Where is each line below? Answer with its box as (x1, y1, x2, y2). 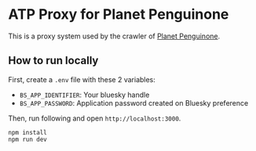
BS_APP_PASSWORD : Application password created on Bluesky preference (19, 98, 249, 107)
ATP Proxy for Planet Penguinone (8, 5, 229, 23)
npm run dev (8, 135, 47, 143)
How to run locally (8, 54, 99, 67)
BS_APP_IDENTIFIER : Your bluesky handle (19, 90, 150, 99)
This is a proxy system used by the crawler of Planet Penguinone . (8, 31, 221, 41)
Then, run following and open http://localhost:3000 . (8, 113, 181, 123)
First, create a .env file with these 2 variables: (8, 74, 155, 84)
